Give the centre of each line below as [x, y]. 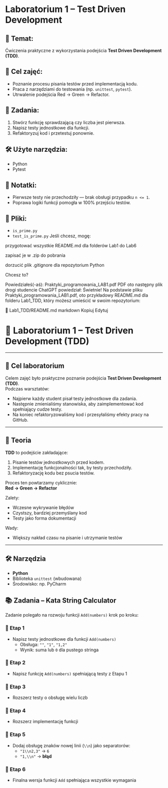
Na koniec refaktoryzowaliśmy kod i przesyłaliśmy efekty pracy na [80, 414]
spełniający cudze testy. [37, 409]
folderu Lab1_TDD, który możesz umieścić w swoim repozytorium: [73, 301]
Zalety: [12, 498]
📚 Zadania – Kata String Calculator [61, 600]
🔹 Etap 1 [15, 628]
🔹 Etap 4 [15, 711]
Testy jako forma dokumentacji [44, 518]
